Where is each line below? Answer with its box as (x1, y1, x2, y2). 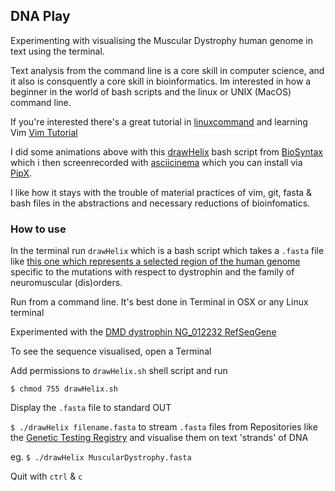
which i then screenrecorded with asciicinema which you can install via (10, 156, 303, 168)
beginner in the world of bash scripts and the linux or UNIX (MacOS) (10, 85, 292, 98)
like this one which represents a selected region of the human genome (10, 255, 301, 268)
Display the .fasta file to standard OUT (10, 402, 172, 414)
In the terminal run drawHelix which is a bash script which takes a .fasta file (10, 245, 325, 257)
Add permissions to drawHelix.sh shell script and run (10, 365, 228, 377)
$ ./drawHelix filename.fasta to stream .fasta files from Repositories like (10, 421, 318, 433)
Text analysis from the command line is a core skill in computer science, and (10, 64, 325, 76)
